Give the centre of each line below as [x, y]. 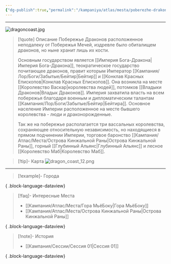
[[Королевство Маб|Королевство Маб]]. [61, 151]
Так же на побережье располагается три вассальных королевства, [91, 124]
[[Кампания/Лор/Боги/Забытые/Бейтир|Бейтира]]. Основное [84, 103]
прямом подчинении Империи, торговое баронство [74, 135]
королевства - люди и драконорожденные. [65, 114]
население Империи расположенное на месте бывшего [79, 109]
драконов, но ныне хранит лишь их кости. [63, 50]
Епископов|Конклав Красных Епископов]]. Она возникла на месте [90, 82]
